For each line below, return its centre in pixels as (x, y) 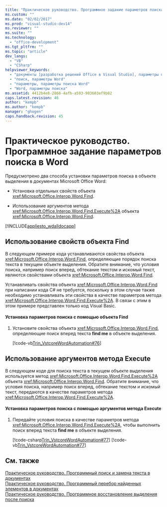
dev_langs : (16, 56)
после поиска (20, 499)
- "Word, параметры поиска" (39, 88)
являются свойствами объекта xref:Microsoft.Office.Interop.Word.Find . (80, 275)
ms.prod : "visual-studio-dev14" (39, 24)
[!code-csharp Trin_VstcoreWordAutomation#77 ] (61, 440)
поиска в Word (37, 162)
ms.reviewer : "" (22, 28)
